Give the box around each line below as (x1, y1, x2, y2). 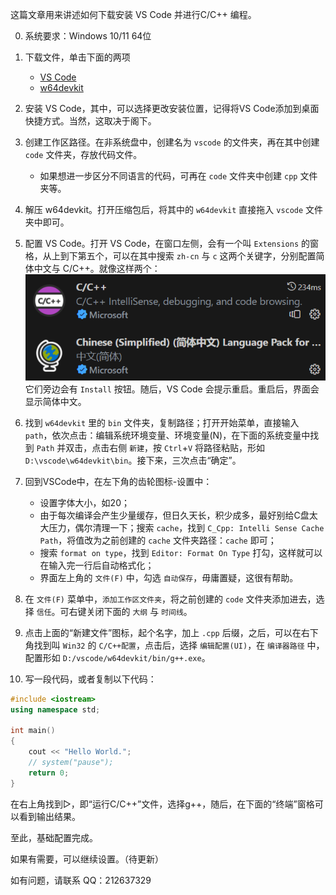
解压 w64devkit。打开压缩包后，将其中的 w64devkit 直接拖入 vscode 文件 (24, 204, 324, 215)
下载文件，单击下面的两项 (24, 51, 131, 63)
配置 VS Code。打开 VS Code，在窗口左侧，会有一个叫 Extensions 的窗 (24, 238, 320, 249)
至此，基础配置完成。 (10, 831, 98, 843)
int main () (10, 726, 56, 736)
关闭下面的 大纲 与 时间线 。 (86, 605, 193, 617)
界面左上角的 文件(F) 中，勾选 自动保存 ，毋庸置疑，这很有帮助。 (39, 571, 299, 583)
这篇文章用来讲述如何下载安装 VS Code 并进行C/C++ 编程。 (10, 9, 257, 20)
